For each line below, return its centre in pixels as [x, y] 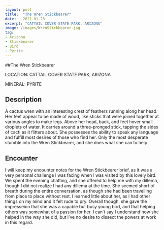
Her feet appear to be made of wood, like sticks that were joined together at [82, 117]
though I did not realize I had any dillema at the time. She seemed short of [80, 186]
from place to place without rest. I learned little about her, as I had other [78, 196]
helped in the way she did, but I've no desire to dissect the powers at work [81, 217]
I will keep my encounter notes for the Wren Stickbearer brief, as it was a [79, 170]
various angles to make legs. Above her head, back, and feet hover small [79, 122]
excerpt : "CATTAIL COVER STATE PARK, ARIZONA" [54, 23]
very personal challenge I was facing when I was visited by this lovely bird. [81, 175]
